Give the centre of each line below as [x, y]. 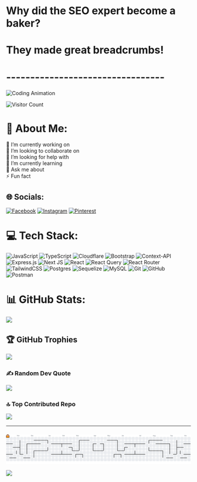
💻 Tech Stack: [42, 236]
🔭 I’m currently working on [38, 144]
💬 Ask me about [25, 170]
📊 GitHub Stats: [46, 300]
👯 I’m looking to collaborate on [43, 151]
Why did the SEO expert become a [91, 11]
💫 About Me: [37, 128]
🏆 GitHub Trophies [42, 340]
